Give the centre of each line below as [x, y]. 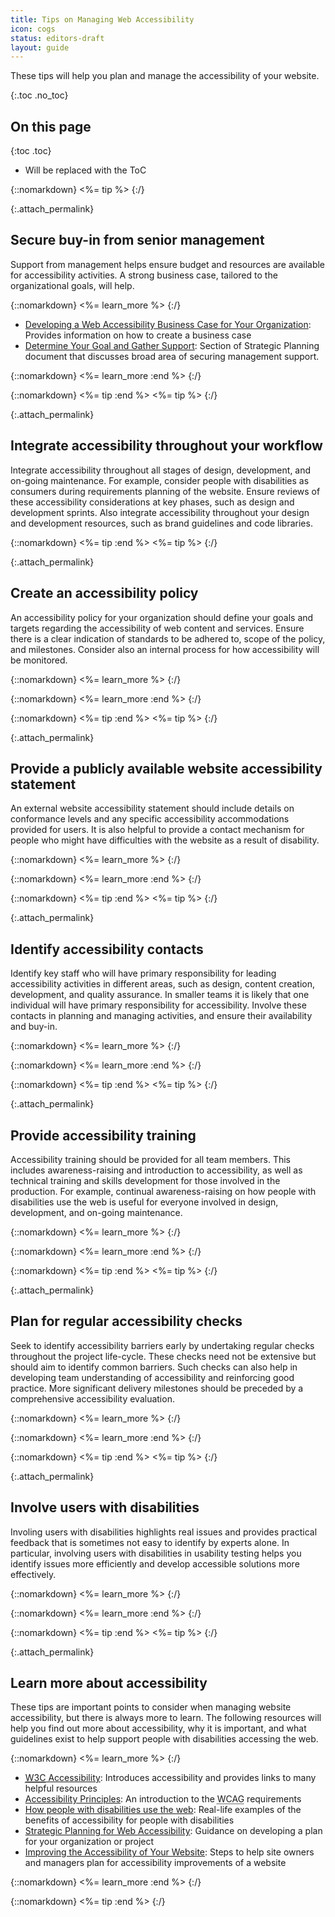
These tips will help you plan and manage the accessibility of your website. [165, 76]
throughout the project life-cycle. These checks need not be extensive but [163, 1356]
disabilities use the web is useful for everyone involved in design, [144, 1202]
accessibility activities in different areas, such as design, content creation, [163, 984]
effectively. [33, 1574]
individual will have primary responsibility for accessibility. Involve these [158, 1005]
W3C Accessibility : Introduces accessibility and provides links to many [170, 1778]
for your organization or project [89, 1842]
